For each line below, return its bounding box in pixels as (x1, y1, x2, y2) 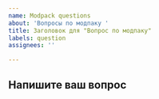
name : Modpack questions (8, 11, 91, 20)
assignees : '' (8, 42, 56, 49)
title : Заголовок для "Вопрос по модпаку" (8, 26, 152, 34)
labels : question (8, 34, 66, 42)
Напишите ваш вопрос (8, 77, 127, 92)
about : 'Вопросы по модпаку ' (8, 19, 109, 27)
